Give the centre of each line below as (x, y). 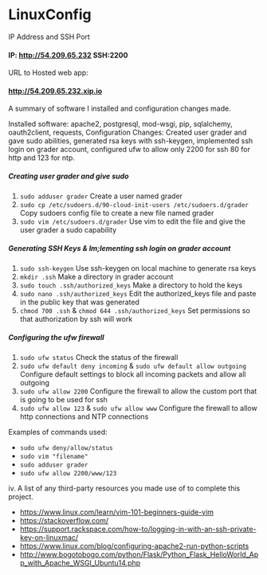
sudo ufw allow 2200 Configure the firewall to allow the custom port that (138, 391)
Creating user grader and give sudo (69, 176)
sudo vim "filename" (54, 457)
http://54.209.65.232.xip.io (55, 91)
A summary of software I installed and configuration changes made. (120, 108)
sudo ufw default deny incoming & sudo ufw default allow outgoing (133, 366)
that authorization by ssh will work (76, 319)
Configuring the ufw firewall (56, 337)
